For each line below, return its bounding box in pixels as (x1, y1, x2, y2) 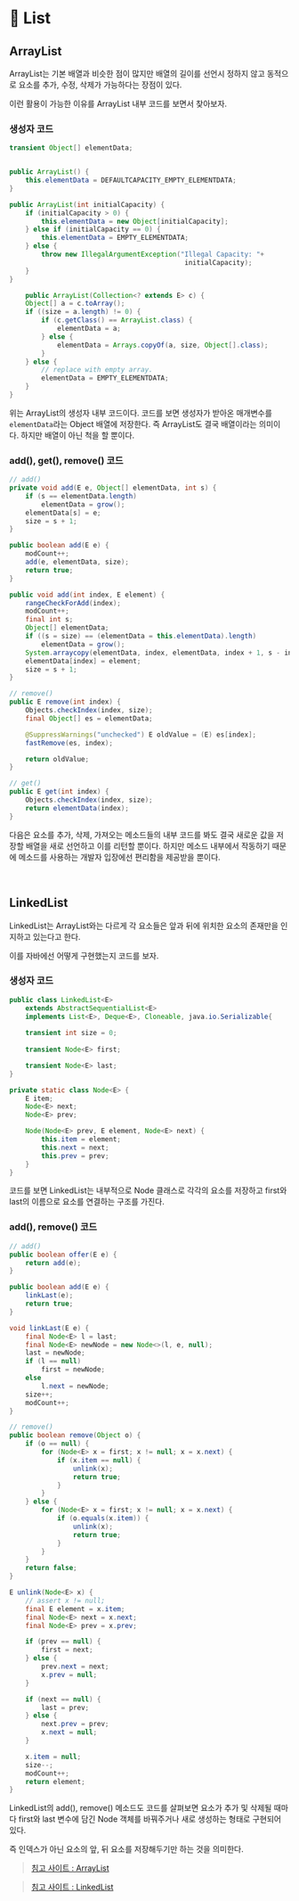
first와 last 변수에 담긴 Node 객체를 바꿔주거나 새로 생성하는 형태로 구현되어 (18, 1814, 282, 1824)
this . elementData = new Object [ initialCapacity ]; (41, 217, 229, 226)
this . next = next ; (41, 1143, 109, 1152)
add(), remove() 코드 (9, 1221, 98, 1233)
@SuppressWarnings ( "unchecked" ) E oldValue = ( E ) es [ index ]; (25, 730, 256, 739)
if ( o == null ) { (25, 1439, 90, 1448)
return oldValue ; (25, 754, 90, 763)
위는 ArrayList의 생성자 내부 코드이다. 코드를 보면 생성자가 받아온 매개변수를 (9, 407, 273, 418)
